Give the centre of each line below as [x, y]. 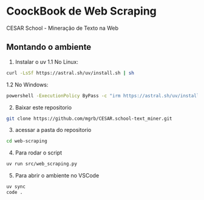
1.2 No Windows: [27, 84]
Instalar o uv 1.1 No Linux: [47, 61]
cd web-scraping [27, 141]
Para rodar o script [39, 153]
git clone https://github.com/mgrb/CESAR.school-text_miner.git [89, 119]
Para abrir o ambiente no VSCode [57, 176]
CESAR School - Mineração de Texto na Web [62, 28]
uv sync [16, 187]
